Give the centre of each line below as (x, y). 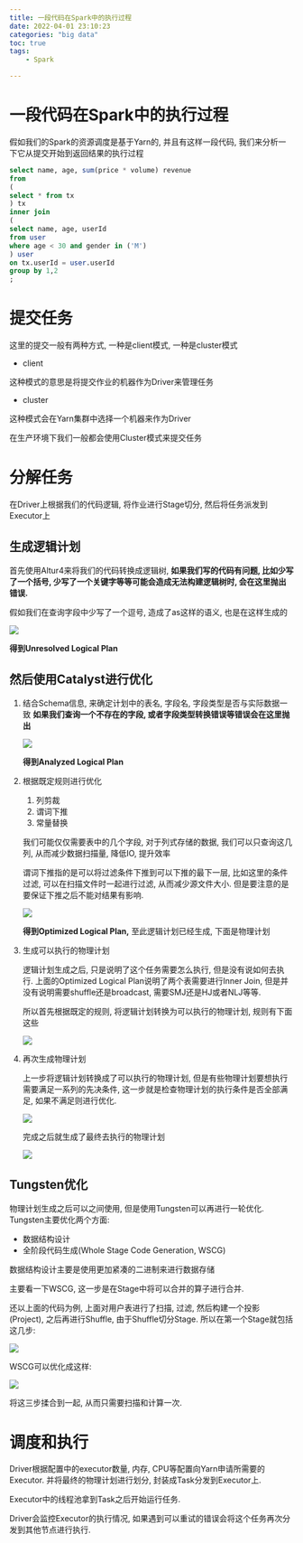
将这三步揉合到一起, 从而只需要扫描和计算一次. (96, 1402)
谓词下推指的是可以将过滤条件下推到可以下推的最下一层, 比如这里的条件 (155, 872)
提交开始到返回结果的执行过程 (88, 153)
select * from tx (42, 195)
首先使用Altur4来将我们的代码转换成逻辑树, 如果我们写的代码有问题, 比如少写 (151, 570)
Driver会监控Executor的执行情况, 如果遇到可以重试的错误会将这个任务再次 (146, 1519)
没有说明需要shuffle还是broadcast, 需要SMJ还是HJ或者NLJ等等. (142, 992)
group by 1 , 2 (34, 271)
